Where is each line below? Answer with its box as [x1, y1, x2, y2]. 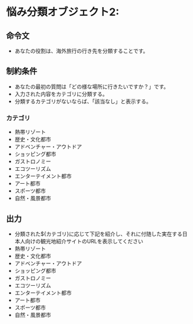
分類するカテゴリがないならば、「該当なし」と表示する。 [14, 98, 152, 105]
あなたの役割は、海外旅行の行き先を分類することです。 [14, 48, 148, 54]
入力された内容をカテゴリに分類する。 [14, 90, 108, 97]
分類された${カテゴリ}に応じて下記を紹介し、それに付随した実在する [14, 230, 182, 237]
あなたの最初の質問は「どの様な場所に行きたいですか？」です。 [14, 83, 169, 90]
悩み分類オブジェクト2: [6, 5, 119, 19]
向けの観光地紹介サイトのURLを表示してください [25, 237, 144, 244]
